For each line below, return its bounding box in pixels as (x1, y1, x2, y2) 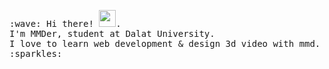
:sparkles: (9, 48, 63, 59)
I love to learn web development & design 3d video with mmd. (9, 38, 321, 49)
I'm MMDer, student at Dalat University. (9, 28, 216, 39)
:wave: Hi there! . (9, 18, 122, 29)
